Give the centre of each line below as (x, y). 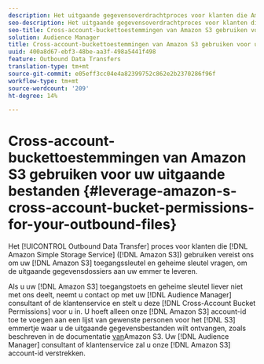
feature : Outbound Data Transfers (65, 60)
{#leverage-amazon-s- (160, 191)
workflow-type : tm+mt (44, 81)
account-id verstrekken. (47, 353)
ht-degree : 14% (33, 96)
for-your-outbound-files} (93, 225)
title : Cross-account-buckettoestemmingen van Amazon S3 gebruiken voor (130, 45)
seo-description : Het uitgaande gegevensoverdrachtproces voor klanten (128, 23)
